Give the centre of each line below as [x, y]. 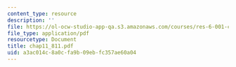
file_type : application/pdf [48, 33]
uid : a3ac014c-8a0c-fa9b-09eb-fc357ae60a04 [72, 53]
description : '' [31, 20]
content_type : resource [42, 14]
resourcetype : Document [42, 40]
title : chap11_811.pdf [40, 46]
